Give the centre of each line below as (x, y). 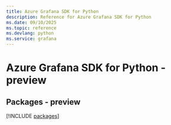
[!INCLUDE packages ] (33, 116)
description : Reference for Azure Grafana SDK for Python (79, 17)
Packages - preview (43, 102)
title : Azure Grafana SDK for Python (52, 11)
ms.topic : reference (32, 28)
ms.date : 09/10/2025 (32, 22)
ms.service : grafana (32, 39)
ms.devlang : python (30, 33)
